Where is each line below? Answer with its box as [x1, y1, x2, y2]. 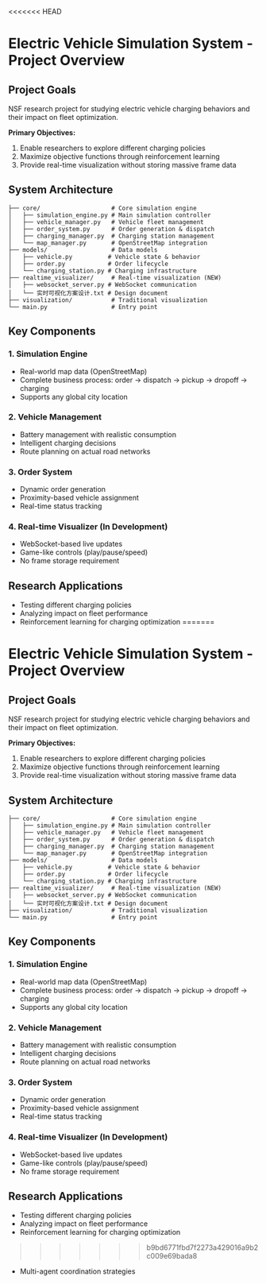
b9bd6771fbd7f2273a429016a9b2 [146, 1243, 259, 1252]
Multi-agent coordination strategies [19, 1267, 136, 1276]
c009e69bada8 [146, 1251, 198, 1261]
